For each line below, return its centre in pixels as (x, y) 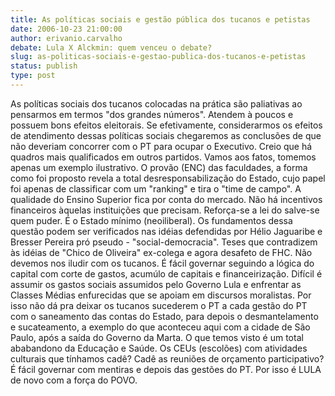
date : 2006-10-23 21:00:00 (66, 29)
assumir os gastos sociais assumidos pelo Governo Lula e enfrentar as (156, 284)
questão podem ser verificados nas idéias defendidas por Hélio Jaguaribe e (166, 231)
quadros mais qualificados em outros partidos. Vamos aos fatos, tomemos (163, 157)
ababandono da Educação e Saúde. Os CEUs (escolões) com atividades (159, 348)
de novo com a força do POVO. (74, 380)
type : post (33, 76)
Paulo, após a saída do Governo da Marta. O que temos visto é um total (157, 337)
